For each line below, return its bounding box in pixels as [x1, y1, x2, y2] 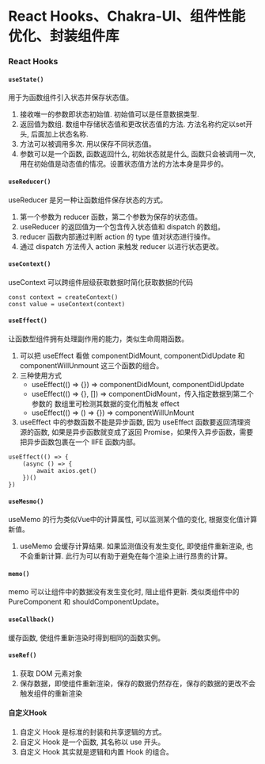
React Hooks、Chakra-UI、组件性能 [8, 7, 246, 25]
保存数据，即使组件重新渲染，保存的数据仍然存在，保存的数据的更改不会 [19, 678, 256, 688]
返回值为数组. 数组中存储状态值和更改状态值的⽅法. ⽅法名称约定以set [19, 120, 246, 129]
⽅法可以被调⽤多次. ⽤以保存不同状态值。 [19, 140, 156, 149]
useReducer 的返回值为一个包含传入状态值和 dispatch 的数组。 [19, 221, 225, 231]
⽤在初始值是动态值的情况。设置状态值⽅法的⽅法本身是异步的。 [19, 159, 228, 169]
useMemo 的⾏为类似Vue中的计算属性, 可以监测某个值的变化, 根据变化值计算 [8, 515, 258, 524]
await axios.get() [36, 466, 97, 474]
